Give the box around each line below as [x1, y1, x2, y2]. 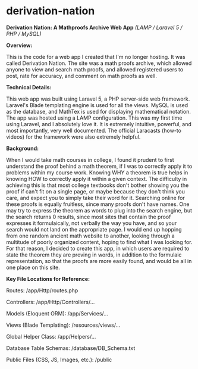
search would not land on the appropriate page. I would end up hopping [6, 226, 183, 233]
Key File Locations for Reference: [6, 275, 90, 282]
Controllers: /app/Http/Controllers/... [6, 298, 95, 305]
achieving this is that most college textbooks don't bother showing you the [6, 182, 189, 189]
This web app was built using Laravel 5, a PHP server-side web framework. [6, 95, 190, 102]
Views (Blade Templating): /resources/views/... [6, 321, 121, 329]
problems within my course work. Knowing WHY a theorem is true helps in [6, 168, 188, 176]
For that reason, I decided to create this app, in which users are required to [6, 245, 190, 252]
